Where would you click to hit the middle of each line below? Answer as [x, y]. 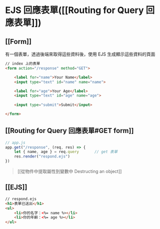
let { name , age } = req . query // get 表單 [66, 152]
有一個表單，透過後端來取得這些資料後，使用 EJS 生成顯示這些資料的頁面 [80, 54]
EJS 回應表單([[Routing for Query [75, 10]
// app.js [15, 142]
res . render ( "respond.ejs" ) [42, 156]
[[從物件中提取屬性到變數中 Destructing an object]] [70, 171]
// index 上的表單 [23, 63]
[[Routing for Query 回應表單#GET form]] [70, 131]
